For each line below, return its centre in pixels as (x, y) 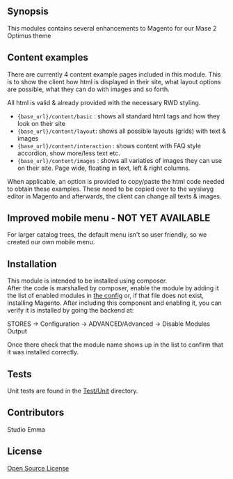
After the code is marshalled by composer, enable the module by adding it (113, 288)
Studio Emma (26, 429)
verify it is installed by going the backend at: (71, 311)
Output (17, 331)
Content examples (48, 57)
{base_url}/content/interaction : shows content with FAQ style (109, 146)
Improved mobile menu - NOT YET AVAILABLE (109, 218)
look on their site (41, 123)
